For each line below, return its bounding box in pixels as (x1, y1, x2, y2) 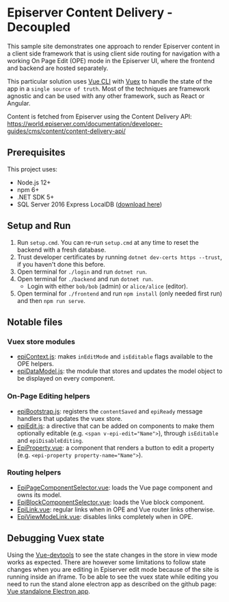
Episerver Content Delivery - (7, 5, 173, 21)
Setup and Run (7, 220, 71, 232)
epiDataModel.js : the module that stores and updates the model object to (16, 367, 223, 375)
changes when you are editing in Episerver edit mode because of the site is (7, 565, 219, 573)
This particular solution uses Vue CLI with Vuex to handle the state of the (7, 77, 213, 85)
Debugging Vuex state (7, 533, 105, 544)
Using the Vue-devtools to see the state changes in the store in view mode (7, 551, 217, 559)
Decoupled (7, 19, 70, 35)
